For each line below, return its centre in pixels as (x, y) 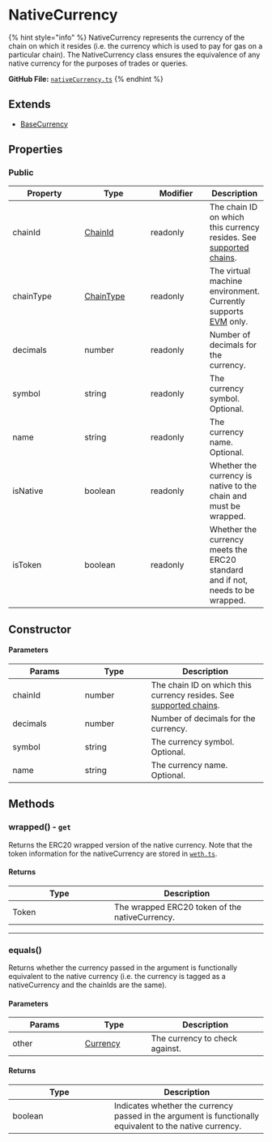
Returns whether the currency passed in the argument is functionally (123, 968)
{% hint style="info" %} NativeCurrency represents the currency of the (127, 37)
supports (227, 311)
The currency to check (194, 1038)
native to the (233, 486)
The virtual (230, 271)
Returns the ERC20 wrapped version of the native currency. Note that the (130, 844)
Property (45, 194)
